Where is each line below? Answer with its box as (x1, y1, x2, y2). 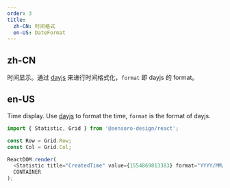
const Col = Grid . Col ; (7, 144, 72, 150)
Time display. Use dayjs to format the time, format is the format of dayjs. (7, 111, 211, 120)
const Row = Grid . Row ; (7, 137, 72, 144)
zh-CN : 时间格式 (13, 23, 56, 29)
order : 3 (7, 10, 32, 17)
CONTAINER (13, 169, 41, 176)
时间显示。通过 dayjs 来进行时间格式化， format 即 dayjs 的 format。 (7, 73, 199, 82)
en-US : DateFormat (13, 29, 66, 36)
